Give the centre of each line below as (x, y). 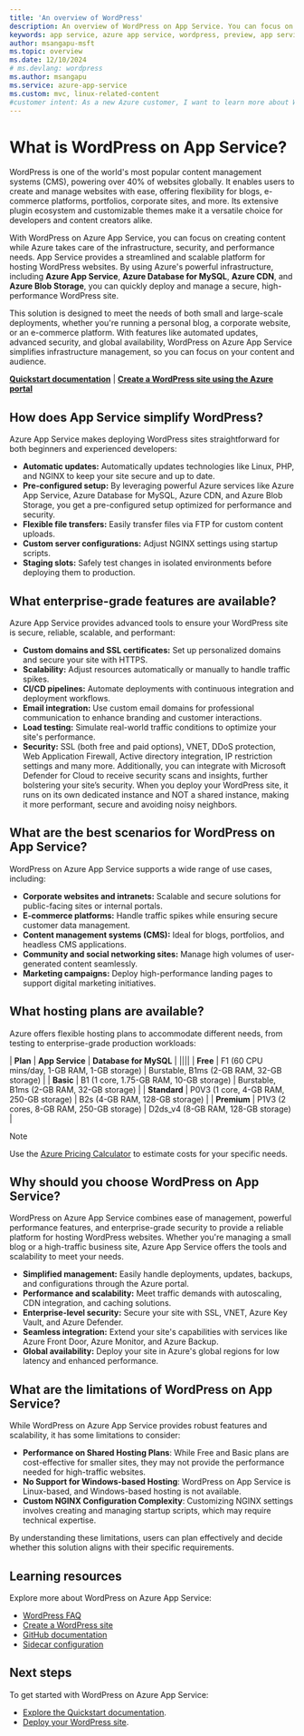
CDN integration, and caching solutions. (97, 1303)
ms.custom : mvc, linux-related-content (85, 93)
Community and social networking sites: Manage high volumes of (147, 954)
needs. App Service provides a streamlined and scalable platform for (137, 257)
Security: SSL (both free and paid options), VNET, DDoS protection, (149, 746)
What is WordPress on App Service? (148, 147)
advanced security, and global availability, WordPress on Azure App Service (151, 342)
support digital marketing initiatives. (89, 983)
